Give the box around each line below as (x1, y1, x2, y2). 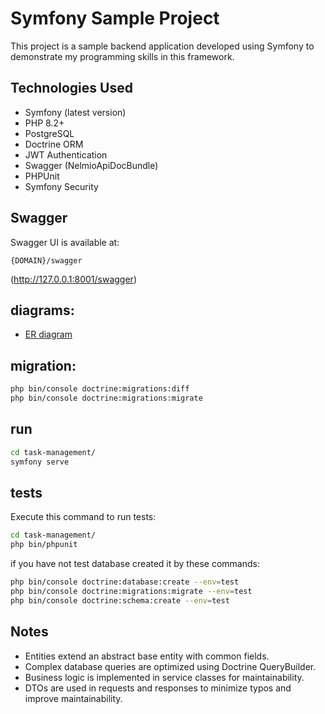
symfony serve (10, 457, 70, 467)
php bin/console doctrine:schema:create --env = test (10, 595, 230, 606)
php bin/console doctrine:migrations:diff (10, 384, 190, 394)
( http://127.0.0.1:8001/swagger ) (10, 273, 137, 285)
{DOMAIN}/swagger (10, 255, 83, 266)
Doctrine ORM (24, 138, 84, 150)
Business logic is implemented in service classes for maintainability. (24, 671, 305, 683)
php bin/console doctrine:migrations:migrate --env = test (10, 586, 253, 596)
